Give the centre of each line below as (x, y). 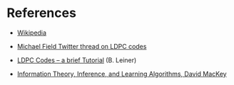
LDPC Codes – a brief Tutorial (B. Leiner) (77, 60)
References (41, 13)
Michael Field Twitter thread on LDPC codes (82, 46)
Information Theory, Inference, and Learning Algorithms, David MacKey (122, 74)
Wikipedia (32, 33)
